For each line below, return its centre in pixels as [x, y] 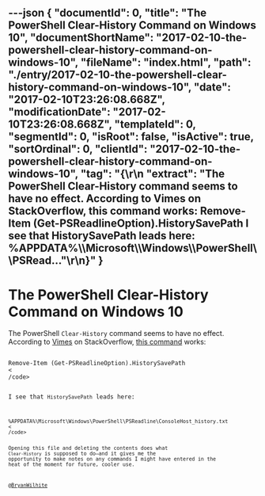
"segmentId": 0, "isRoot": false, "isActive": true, [131, 137]
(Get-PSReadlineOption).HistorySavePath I [141, 224]
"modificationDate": [59, 112]
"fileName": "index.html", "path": [166, 63]
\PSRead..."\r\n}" [52, 261]
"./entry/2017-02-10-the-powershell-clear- [118, 75]
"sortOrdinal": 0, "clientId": [78, 149]
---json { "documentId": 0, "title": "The [108, 13]
